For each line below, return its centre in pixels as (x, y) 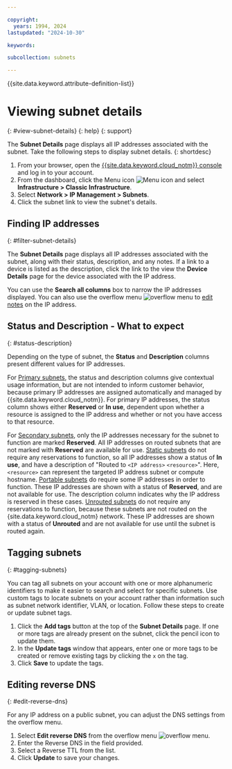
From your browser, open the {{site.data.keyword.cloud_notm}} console (119, 165)
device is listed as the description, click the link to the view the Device (107, 269)
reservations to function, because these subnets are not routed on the (107, 508)
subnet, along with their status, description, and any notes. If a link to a (108, 261)
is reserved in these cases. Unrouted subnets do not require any (99, 502)
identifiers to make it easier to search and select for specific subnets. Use (112, 590)
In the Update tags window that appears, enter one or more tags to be (117, 648)
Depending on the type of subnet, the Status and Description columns (108, 356)
